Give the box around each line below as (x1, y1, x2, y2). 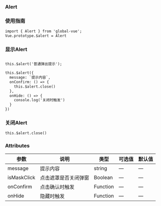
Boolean (93, 174, 113, 181)
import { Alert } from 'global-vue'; (5, 29, 82, 34)
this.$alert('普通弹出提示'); (5, 62, 62, 67)
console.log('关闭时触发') (14, 98, 65, 103)
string (93, 165, 108, 172)
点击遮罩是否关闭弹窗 (40, 175, 90, 182)
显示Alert (5, 46, 28, 52)
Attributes (5, 142, 30, 149)
